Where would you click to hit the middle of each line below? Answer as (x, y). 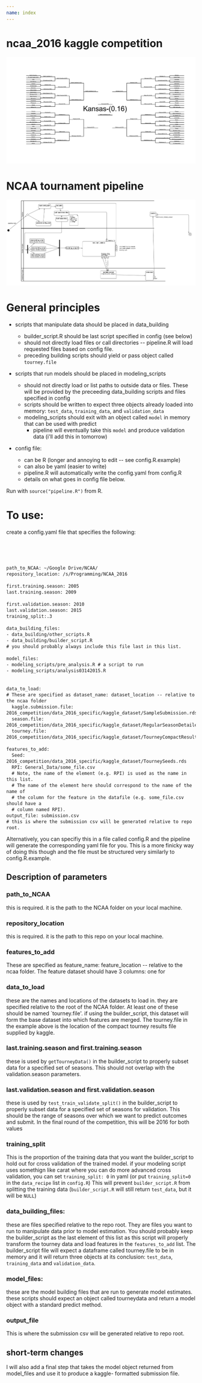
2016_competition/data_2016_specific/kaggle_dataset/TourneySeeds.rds (96, 761)
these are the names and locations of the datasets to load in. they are (92, 1000)
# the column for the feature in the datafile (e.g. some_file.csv (98, 797)
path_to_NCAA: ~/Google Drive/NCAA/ (52, 568)
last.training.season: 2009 (41, 592)
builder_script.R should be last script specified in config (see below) (108, 336)
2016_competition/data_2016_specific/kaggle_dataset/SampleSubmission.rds (102, 713)
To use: (25, 515)
